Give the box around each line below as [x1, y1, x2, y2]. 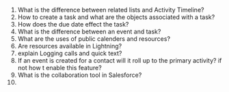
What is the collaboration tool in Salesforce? [17, 71, 142, 79]
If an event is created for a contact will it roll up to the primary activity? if [17, 57, 222, 64]
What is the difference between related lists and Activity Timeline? [17, 6, 204, 14]
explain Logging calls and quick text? [17, 49, 122, 57]
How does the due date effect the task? [17, 20, 129, 28]
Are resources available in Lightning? [17, 42, 122, 50]
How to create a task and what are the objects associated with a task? [17, 13, 215, 21]
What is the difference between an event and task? [17, 27, 161, 35]
